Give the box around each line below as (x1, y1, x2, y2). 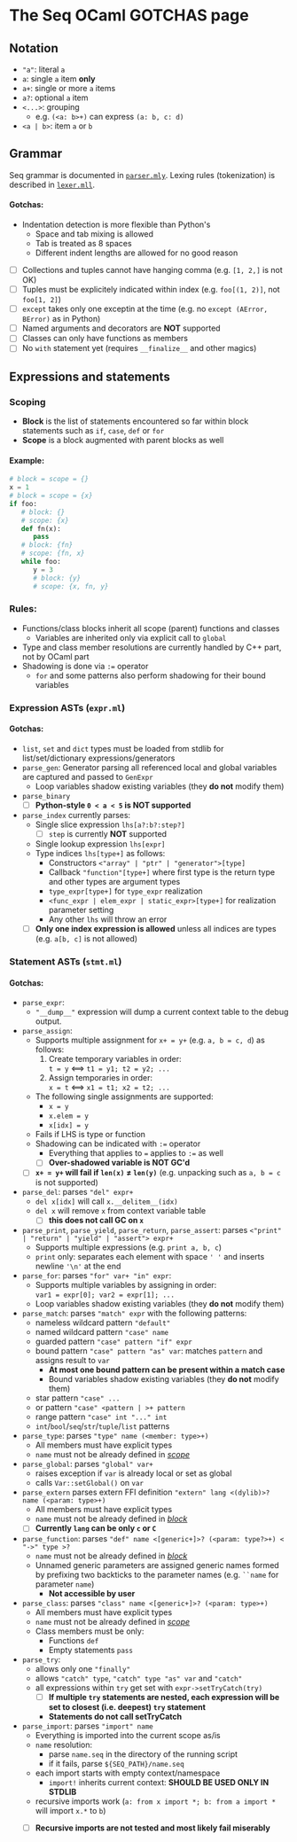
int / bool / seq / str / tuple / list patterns (35, 1421, 170, 1432)
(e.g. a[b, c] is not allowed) (35, 933, 138, 944)
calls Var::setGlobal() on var (35, 1478, 145, 1488)
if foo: (9, 499, 38, 508)
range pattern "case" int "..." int (35, 1411, 168, 1423)
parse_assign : (21, 1026, 73, 1036)
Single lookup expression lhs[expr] (35, 839, 166, 849)
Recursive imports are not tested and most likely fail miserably (35, 1822, 270, 1833)
